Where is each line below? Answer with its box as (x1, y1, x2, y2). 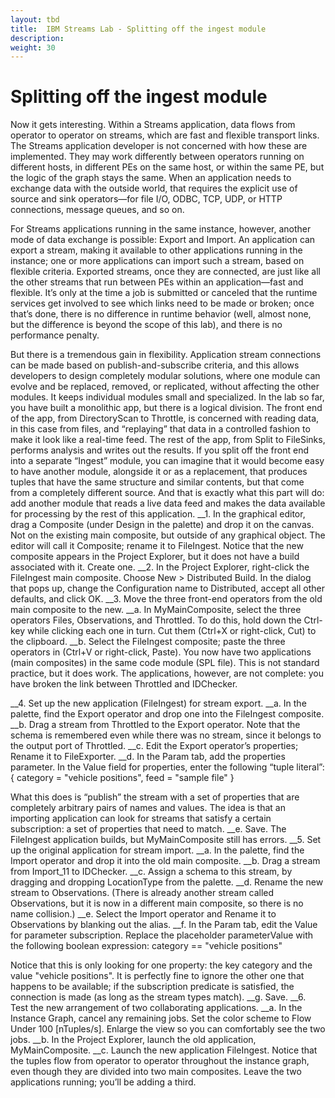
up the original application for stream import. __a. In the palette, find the (10, 844, 305, 856)
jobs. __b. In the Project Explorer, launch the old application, (10, 1034, 257, 1046)
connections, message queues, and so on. (10, 204, 185, 216)
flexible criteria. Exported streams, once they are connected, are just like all (10, 266, 321, 278)
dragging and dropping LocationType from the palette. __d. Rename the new (10, 876, 324, 888)
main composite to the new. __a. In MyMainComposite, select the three (10, 604, 302, 616)
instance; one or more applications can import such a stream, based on (10, 255, 305, 267)
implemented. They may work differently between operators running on (10, 151, 305, 163)
